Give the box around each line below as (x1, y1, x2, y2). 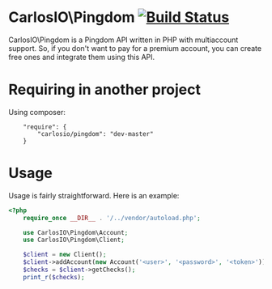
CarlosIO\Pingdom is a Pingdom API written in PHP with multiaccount (8, 35, 239, 45)
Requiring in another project (8, 81, 201, 99)
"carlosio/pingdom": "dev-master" (37, 130, 154, 138)
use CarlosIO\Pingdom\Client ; (23, 236, 125, 244)
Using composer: (8, 107, 66, 117)
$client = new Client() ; (23, 251, 107, 259)
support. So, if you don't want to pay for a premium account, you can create (8, 43, 261, 53)
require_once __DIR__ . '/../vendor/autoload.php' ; (23, 214, 201, 222)
